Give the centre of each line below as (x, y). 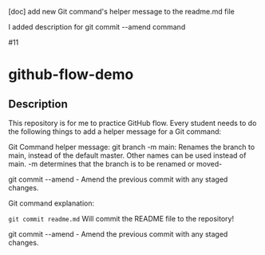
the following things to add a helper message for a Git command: (115, 131)
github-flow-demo (71, 75)
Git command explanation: (51, 203)
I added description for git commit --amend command (97, 27)
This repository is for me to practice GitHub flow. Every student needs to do (132, 123)
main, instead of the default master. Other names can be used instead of (127, 155)
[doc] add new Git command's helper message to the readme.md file (122, 12)
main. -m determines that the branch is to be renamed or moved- (115, 164)
